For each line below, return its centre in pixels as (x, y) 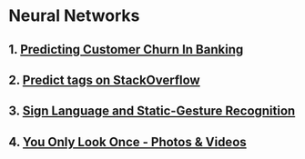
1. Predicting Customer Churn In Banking (126, 50)
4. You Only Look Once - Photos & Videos (127, 142)
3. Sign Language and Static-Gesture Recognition (152, 111)
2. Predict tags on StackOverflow (105, 79)
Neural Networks (74, 16)
